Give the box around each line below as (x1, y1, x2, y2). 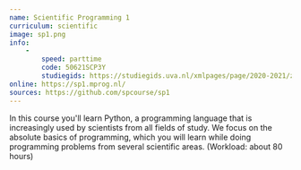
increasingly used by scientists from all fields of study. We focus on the (9, 122, 273, 132)
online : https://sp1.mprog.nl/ (9, 80, 126, 89)
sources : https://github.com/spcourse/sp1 (9, 88, 170, 97)
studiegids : (41, 72, 87, 81)
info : (9, 38, 30, 47)
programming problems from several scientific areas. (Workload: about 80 (9, 140, 283, 152)
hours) (9, 150, 34, 161)
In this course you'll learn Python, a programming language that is (9, 113, 253, 123)
